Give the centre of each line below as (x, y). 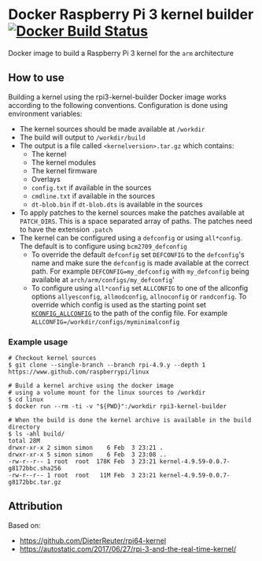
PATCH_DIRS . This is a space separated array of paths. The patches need (136, 221)
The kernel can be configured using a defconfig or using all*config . (131, 237)
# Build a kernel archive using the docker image (91, 386)
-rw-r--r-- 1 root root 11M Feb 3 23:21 (82, 476)
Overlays (46, 179)
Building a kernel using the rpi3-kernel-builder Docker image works (117, 97)
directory (24, 427)
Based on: (24, 525)
